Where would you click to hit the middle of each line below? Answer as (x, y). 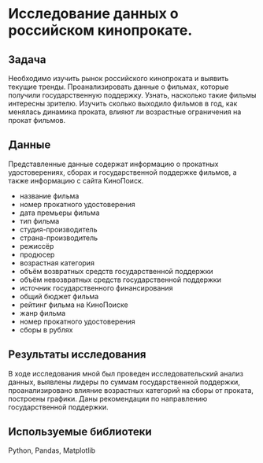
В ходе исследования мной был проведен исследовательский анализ (126, 373)
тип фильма (39, 220)
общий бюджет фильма (59, 296)
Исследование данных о (93, 14)
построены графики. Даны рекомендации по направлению (108, 398)
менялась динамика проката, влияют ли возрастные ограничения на (125, 112)
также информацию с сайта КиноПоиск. (76, 180)
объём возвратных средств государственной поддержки (117, 271)
